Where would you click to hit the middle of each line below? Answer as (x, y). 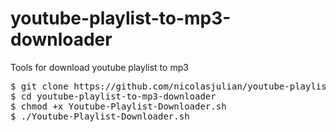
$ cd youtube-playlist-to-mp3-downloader (113, 96)
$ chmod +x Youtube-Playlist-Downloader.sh (118, 106)
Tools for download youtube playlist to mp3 (99, 67)
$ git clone (39, 86)
